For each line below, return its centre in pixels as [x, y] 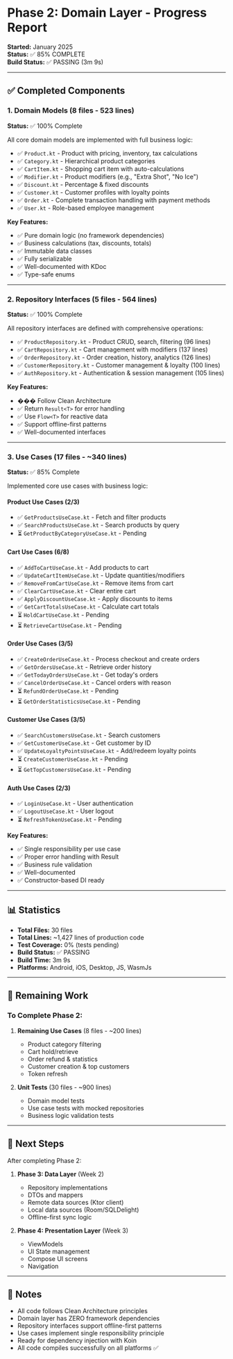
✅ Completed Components [66, 91]
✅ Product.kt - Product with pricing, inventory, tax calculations [107, 153]
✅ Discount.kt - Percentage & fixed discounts [83, 184]
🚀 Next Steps [36, 1144]
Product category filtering [64, 1044]
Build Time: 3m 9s [44, 960]
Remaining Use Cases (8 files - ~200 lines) [79, 1030]
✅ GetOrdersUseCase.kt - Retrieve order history [84, 667]
